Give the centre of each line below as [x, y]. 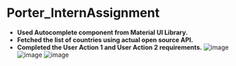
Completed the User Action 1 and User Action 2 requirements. [109, 47]
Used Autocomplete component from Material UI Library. [102, 32]
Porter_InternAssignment [83, 13]
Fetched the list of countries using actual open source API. [105, 39]
